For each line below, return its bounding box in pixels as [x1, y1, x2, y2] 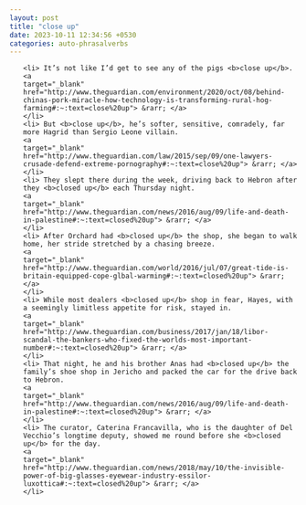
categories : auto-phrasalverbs [9, 38, 129, 48]
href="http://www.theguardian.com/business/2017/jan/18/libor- [22, 328, 269, 337]
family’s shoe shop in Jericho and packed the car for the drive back [22, 367, 298, 377]
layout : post [9, 13, 59, 23]
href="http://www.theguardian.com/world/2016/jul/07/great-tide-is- [22, 264, 290, 273]
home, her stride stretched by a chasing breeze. [22, 239, 216, 249]
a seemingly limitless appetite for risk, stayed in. [22, 303, 232, 313]
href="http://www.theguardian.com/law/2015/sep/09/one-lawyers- [22, 152, 273, 161]
